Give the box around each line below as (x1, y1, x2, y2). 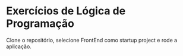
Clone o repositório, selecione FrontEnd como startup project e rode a (6, 36, 178, 43)
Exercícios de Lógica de (6, 4, 126, 18)
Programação (6, 17, 74, 30)
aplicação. (6, 43, 31, 50)
